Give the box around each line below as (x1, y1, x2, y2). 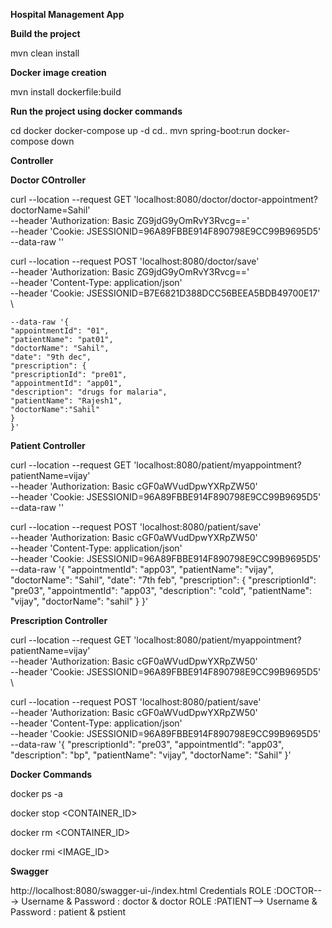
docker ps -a (10, 788, 63, 799)
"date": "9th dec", (10, 352, 92, 362)
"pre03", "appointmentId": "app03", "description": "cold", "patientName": (10, 585, 312, 596)
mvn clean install (10, 47, 80, 59)
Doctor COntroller (10, 174, 87, 186)
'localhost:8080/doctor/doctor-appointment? (133, 194, 318, 205)
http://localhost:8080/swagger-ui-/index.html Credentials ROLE (10, 885, 272, 896)
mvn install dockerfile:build (10, 86, 122, 98)
